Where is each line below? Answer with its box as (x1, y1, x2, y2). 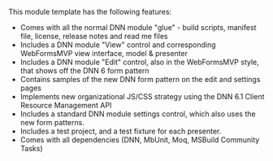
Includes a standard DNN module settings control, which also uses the (19, 109, 256, 119)
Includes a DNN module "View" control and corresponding (19, 40, 217, 50)
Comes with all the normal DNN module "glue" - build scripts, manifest (19, 23, 257, 32)
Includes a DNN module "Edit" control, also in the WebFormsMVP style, (19, 57, 260, 67)
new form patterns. (19, 118, 85, 127)
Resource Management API (19, 101, 112, 110)
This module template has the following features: (8, 7, 172, 16)
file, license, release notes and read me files (19, 32, 168, 41)
